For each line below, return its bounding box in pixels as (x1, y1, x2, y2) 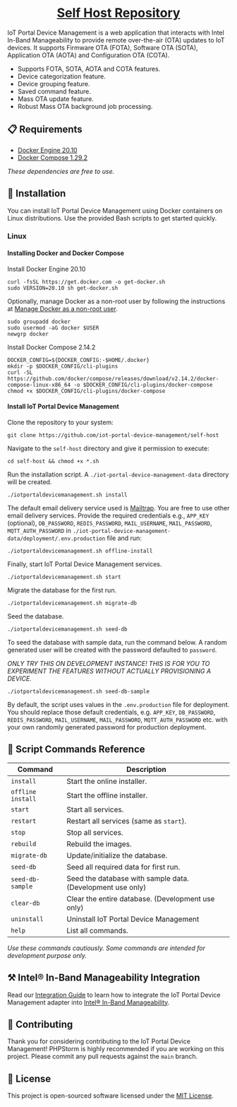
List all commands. (66, 925, 128, 935)
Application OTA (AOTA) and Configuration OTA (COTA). (7, 51, 170, 59)
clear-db (11, 899, 40, 907)
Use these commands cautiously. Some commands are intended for (7, 944, 206, 952)
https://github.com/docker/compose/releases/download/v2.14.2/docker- (7, 375, 219, 382)
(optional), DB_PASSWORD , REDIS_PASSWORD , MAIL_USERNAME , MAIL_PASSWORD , (7, 518, 213, 527)
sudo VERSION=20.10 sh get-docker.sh (7, 284, 119, 291)
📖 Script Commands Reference (7, 744, 146, 756)
